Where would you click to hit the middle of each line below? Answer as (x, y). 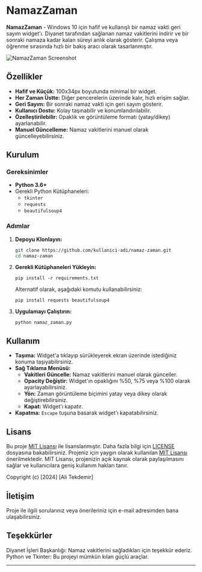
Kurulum (23, 155)
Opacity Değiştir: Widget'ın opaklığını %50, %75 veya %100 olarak (107, 381)
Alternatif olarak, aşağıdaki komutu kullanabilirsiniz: (78, 290)
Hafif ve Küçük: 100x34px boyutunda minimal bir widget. (86, 91)
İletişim (20, 496)
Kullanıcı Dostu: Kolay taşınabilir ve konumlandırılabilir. (83, 110)
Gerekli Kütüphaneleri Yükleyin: (56, 267)
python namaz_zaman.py (43, 323)
